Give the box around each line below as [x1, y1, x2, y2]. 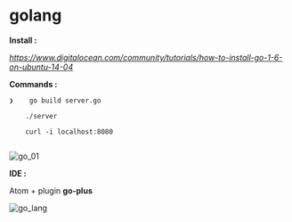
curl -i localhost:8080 [25, 127, 114, 136]
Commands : [9, 78, 58, 89]
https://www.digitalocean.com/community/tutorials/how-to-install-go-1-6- [9, 52, 283, 62]
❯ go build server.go [9, 95, 101, 105]
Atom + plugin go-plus [9, 185, 93, 196]
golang [9, 5, 62, 26]
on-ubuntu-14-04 [9, 62, 74, 72]
